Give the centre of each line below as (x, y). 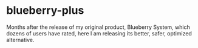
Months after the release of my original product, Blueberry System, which (98, 27)
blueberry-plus (45, 10)
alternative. (20, 40)
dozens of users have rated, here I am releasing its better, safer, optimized (99, 33)
